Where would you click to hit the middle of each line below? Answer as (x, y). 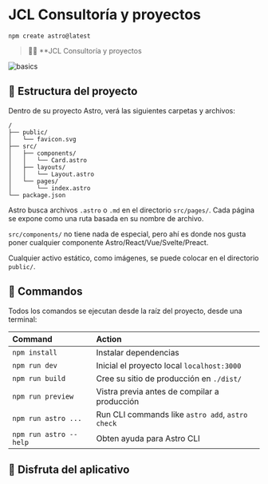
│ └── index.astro (49, 188)
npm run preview (43, 396)
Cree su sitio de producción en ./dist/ (169, 379)
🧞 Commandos (45, 292)
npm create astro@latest (49, 36)
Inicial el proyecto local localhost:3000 (169, 365)
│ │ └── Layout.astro (51, 174)
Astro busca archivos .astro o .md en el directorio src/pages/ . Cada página (132, 210)
